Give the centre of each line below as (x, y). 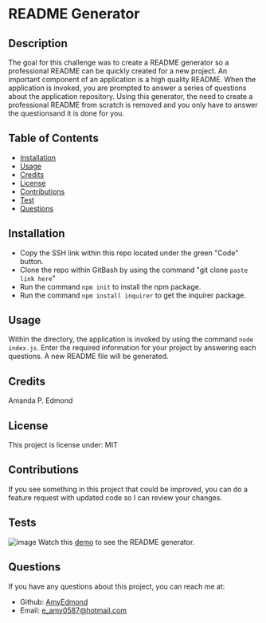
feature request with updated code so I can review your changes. (115, 497)
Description (38, 43)
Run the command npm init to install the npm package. (110, 286)
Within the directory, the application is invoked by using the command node (131, 339)
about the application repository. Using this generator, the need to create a (131, 96)
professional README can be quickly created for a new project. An (118, 71)
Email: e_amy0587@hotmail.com (73, 610)
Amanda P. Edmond (41, 400)
